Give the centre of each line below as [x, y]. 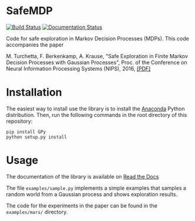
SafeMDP [29, 11]
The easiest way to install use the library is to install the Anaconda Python [96, 108]
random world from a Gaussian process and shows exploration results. [92, 194]
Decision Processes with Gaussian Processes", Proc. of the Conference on [97, 62]
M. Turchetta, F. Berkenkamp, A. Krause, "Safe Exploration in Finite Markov [97, 56]
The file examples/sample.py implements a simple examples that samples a [96, 188]
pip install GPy [26, 132]
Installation [34, 93]
